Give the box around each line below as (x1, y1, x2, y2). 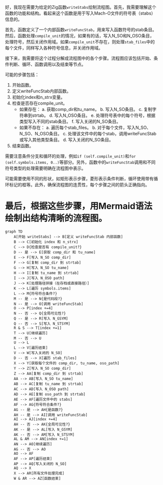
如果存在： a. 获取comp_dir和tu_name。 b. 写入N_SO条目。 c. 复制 (19, 107, 153, 112)
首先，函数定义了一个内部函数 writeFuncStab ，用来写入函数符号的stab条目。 (5, 27, 157, 33)
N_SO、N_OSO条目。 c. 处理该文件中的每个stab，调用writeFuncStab (19, 131, 157, 136)
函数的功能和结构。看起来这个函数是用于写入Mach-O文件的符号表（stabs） (5, 10, 156, 16)
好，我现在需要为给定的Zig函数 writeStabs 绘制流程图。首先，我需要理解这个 (5, 4, 157, 10)
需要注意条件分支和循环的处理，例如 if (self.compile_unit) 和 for (5, 153, 136, 159)
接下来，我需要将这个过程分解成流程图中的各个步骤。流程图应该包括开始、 (5, 55, 154, 61)
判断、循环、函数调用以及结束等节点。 (9, 61, 86, 67)
